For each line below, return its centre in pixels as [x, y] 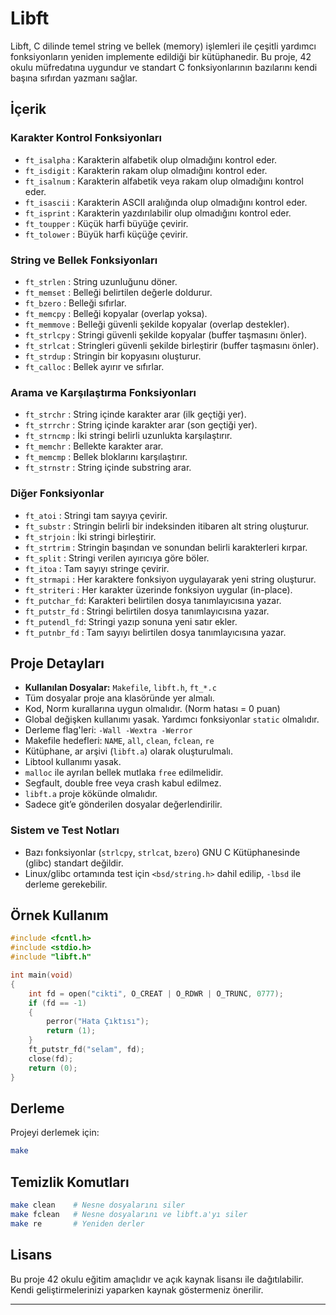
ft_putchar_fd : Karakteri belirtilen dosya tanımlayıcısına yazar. [153, 600]
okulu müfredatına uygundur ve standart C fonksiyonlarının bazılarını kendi [164, 67]
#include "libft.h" [51, 957]
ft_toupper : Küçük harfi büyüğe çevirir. [106, 223]
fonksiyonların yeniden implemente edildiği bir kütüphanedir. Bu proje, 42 [161, 56]
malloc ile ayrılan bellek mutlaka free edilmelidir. [124, 773]
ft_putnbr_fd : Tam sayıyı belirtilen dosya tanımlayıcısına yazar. [155, 632]
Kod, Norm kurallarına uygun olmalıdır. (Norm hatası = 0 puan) [152, 709]
